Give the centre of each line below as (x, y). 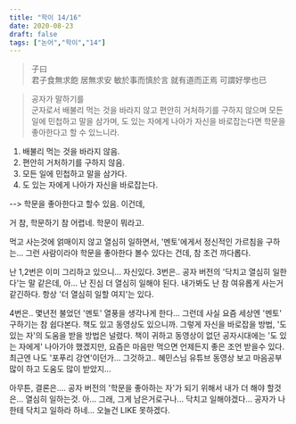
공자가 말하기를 (58, 99)
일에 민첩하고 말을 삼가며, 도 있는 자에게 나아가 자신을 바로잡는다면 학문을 (158, 121)
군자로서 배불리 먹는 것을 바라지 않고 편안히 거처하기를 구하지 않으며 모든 (157, 110)
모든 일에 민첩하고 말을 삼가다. (74, 174)
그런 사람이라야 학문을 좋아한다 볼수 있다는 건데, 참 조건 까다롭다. (138, 253)
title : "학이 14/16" (45, 17)
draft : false (33, 34)
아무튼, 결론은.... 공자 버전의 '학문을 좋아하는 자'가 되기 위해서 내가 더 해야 (137, 388)
